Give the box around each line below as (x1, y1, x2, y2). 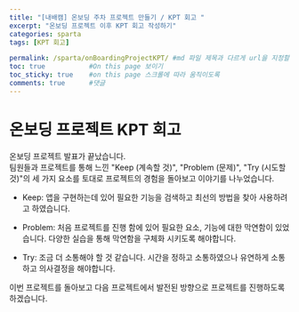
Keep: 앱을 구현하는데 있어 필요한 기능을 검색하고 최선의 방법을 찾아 (21, 192, 257, 203)
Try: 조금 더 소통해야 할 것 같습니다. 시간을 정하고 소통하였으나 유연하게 (21, 252, 270, 262)
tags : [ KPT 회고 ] (9, 37, 69, 47)
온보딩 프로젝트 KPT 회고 (9, 119, 182, 140)
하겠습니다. (9, 292, 48, 303)
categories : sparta (9, 29, 82, 38)
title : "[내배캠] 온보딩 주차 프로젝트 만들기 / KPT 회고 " (9, 12, 205, 22)
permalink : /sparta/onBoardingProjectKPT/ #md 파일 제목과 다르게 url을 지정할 (9, 54, 290, 63)
